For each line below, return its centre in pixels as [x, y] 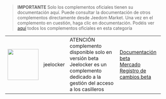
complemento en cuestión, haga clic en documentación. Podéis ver [86, 23]
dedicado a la [85, 77]
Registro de [133, 71]
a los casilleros [87, 89]
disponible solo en [91, 52]
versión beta [84, 58]
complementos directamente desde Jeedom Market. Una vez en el [85, 18]
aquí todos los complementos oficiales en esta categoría [75, 28]
